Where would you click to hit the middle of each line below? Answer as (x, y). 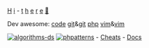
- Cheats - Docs (119, 37)
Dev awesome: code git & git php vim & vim (66, 24)
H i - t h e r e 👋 (28, 11)
